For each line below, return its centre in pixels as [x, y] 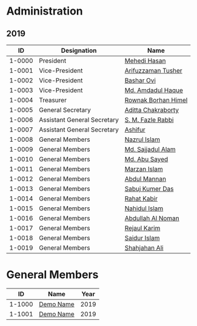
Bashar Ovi [140, 80]
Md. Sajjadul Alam [150, 149]
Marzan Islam [144, 169]
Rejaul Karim [142, 228]
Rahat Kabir [141, 198]
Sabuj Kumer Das [149, 189]
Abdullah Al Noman [152, 218]
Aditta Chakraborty [152, 110]
